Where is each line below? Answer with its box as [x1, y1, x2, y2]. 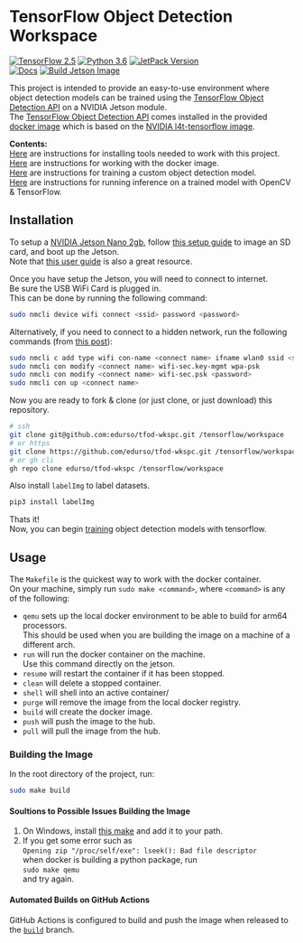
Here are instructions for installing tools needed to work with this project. [9, 147, 280, 159]
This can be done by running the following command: [9, 292, 207, 303]
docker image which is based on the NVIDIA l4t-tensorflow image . [9, 120, 255, 132]
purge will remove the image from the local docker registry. [22, 697, 242, 708]
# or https [9, 438, 50, 448]
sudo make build [9, 786, 70, 796]
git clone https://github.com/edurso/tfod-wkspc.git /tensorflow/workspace [9, 447, 300, 456]
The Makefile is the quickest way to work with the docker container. [9, 574, 262, 584]
